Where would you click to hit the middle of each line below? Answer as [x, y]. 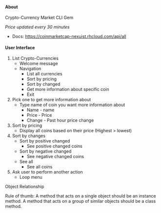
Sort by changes [29, 136]
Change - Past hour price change [60, 120]
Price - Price [39, 115]
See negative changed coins [55, 157]
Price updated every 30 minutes [37, 27]
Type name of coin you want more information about [72, 105]
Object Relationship [25, 187]
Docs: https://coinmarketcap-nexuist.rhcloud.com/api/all [69, 36]
